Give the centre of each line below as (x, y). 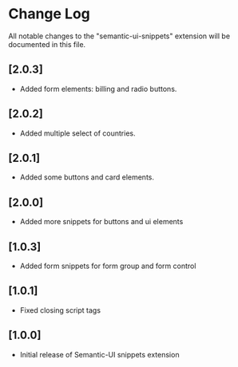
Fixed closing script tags (60, 310)
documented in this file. (47, 44)
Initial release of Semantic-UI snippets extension (99, 354)
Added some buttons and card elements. (87, 177)
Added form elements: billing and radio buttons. (98, 89)
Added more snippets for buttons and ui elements (101, 222)
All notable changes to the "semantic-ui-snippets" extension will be (119, 36)
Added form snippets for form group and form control (108, 266)
